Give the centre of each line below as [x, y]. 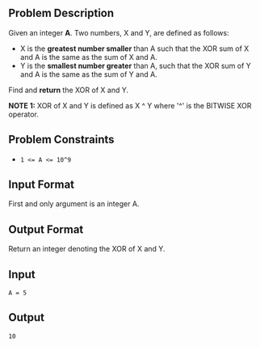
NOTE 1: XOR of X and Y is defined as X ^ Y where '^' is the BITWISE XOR [130, 105]
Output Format [46, 229]
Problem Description [61, 13]
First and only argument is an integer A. [74, 204]
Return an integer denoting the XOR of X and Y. [87, 249]
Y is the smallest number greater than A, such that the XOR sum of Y [136, 66]
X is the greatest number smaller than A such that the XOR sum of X [134, 49]
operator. [23, 114]
